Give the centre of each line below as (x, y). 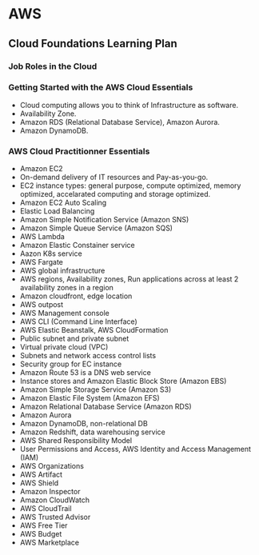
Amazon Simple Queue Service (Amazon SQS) (96, 228)
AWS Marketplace (50, 543)
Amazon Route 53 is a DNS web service (86, 373)
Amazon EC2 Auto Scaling (63, 203)
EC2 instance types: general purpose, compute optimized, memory (130, 186)
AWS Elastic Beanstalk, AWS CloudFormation (94, 330)
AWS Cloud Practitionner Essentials (79, 151)
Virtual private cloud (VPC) (64, 347)
